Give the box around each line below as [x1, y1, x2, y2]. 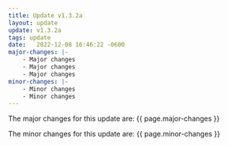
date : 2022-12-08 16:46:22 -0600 [8, 41, 125, 49]
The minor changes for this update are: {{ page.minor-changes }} [8, 129, 221, 139]
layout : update [8, 19, 58, 27]
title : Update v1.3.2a [8, 11, 83, 20]
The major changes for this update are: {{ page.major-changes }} [8, 114, 220, 123]
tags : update [8, 33, 51, 42]
